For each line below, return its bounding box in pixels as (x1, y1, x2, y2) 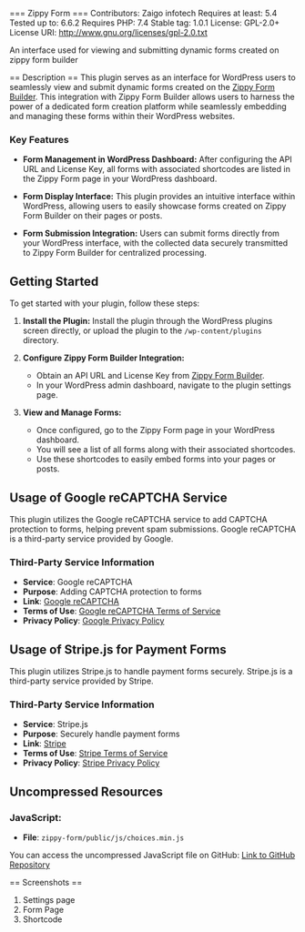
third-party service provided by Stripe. (9, 675, 154, 686)
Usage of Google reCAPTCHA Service (9, 490, 228, 505)
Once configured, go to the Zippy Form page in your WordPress (36, 425, 276, 436)
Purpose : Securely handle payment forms (22, 728, 180, 740)
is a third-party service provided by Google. (9, 532, 174, 544)
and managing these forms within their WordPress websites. (9, 111, 236, 121)
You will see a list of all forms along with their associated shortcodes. (36, 444, 296, 455)
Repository (9, 859, 50, 870)
